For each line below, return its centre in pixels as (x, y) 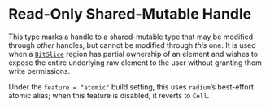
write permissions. (39, 71)
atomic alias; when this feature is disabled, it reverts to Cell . (109, 95)
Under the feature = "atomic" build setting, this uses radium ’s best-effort (131, 87)
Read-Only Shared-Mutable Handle (130, 14)
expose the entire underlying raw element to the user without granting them (135, 63)
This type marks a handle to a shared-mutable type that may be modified (131, 37)
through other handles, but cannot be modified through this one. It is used (132, 45)
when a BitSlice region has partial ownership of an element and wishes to (133, 54)
